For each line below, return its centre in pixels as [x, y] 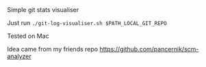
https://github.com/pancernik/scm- [149, 49]
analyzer [20, 56]
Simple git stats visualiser [43, 10]
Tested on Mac [28, 36]
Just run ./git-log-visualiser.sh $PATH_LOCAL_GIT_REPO [87, 23]
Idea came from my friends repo [52, 49]
